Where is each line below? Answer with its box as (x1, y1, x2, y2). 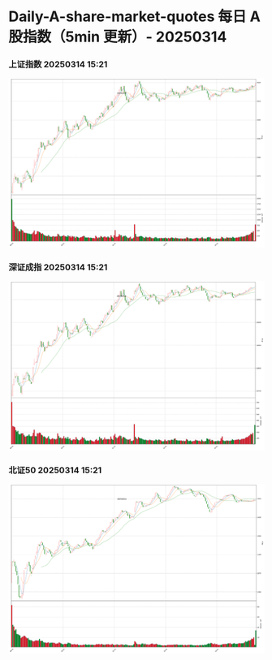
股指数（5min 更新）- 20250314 (8, 28, 227, 46)
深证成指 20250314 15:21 (8, 261, 108, 273)
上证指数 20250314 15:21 (8, 58, 108, 70)
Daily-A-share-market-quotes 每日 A (8, 7, 261, 26)
